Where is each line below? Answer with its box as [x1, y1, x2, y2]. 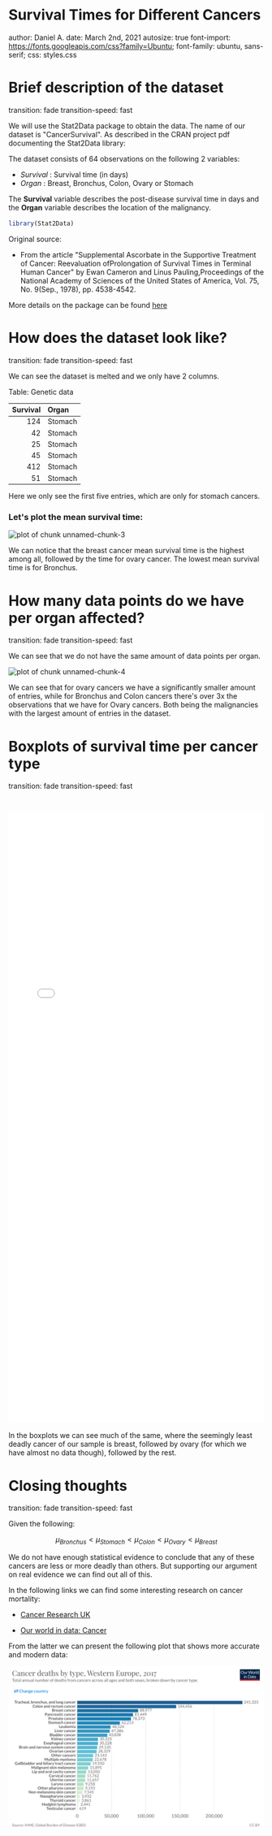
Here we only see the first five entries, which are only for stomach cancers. [8, 491, 261, 501]
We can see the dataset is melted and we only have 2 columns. [8, 371, 219, 381]
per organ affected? [8, 608, 145, 627]
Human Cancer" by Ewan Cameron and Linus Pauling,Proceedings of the [19, 266, 265, 277]
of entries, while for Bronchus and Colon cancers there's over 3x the [8, 691, 238, 701]
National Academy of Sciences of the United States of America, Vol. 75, [19, 275, 260, 285]
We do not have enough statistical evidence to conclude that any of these [8, 1552, 255, 1562]
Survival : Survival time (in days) [19, 169, 128, 180]
